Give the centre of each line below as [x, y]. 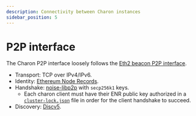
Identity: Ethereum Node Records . [57, 81]
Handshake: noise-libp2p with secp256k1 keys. [72, 88]
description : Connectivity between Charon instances [73, 12]
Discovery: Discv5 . [38, 107]
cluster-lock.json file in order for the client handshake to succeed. [107, 100]
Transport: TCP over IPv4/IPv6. [53, 75]
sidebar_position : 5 [32, 17]
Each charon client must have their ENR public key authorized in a [105, 94]
